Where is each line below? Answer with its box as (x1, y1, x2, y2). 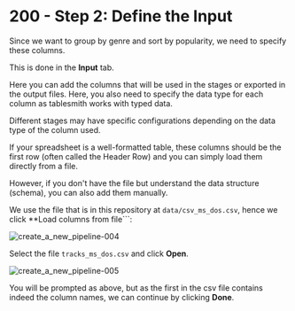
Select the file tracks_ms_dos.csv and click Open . (9, 248, 189, 259)
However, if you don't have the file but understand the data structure (9, 177, 260, 188)
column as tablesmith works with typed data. (9, 97, 173, 108)
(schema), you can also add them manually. (9, 187, 168, 198)
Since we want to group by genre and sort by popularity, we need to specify (9, 35, 287, 46)
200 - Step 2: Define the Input (9, 6, 233, 27)
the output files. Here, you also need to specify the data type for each (9, 89, 264, 99)
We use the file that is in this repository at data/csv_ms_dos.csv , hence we (9, 204, 278, 214)
